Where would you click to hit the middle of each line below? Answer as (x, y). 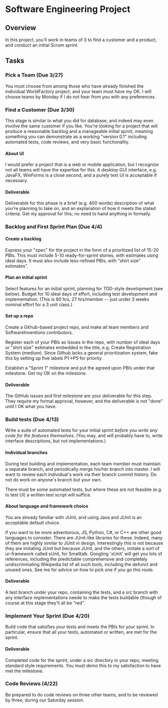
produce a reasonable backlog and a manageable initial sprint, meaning (79, 131)
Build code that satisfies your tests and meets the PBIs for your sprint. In (80, 627)
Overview (21, 28)
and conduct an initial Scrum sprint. (42, 45)
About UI (15, 153)
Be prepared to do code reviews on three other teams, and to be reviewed (81, 694)
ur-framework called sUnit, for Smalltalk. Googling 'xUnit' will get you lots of (84, 554)
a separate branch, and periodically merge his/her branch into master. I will (83, 469)
